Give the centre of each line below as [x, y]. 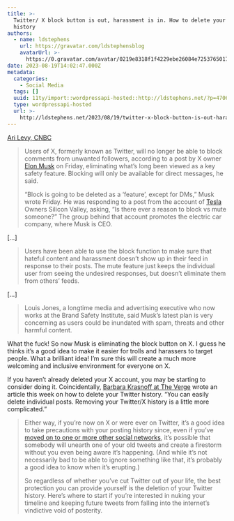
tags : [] [26, 91]
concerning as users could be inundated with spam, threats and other [124, 323]
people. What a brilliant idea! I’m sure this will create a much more [102, 358]
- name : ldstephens [42, 40]
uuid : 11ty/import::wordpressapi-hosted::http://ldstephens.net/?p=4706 [121, 98]
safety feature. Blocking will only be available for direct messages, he [124, 173]
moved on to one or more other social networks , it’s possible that [117, 437]
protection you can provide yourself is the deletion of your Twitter [118, 488]
